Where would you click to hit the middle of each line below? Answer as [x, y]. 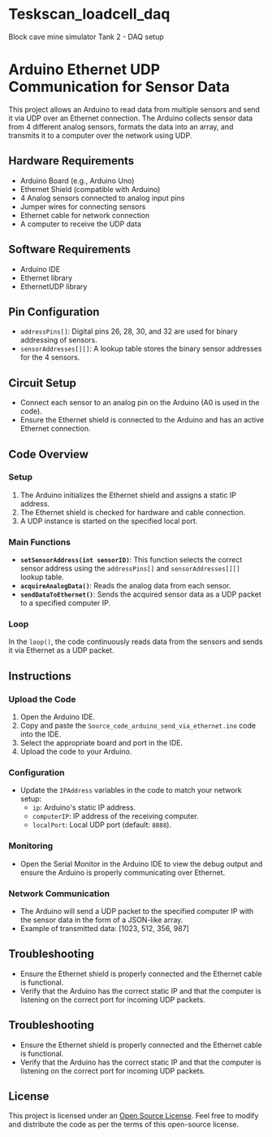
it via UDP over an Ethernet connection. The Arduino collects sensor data [131, 118]
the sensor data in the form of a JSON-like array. [101, 920]
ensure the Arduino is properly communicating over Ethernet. [123, 872]
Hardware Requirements [71, 161]
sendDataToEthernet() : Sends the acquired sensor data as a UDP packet [140, 594]
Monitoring [31, 846]
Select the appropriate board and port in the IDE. [101, 743]
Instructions [40, 676]
